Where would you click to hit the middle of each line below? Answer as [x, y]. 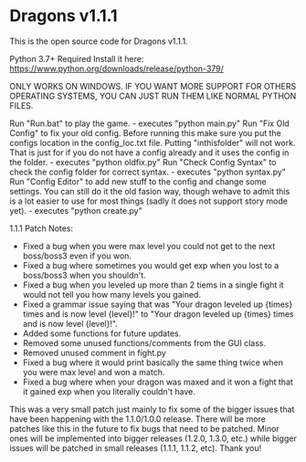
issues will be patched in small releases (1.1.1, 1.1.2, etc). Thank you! [136, 447]
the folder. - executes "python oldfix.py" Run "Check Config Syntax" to [143, 162]
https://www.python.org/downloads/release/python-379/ [116, 68]
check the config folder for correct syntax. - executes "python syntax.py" [148, 172]
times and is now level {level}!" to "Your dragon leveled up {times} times [158, 314]
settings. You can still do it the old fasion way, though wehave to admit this [150, 191]
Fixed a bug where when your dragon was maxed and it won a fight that [158, 382]
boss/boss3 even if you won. [77, 256]
